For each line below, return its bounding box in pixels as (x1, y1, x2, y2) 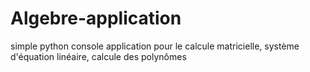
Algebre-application (10, 7, 182, 30)
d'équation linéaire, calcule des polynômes (10, 50, 187, 62)
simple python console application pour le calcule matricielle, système (10, 40, 300, 52)
